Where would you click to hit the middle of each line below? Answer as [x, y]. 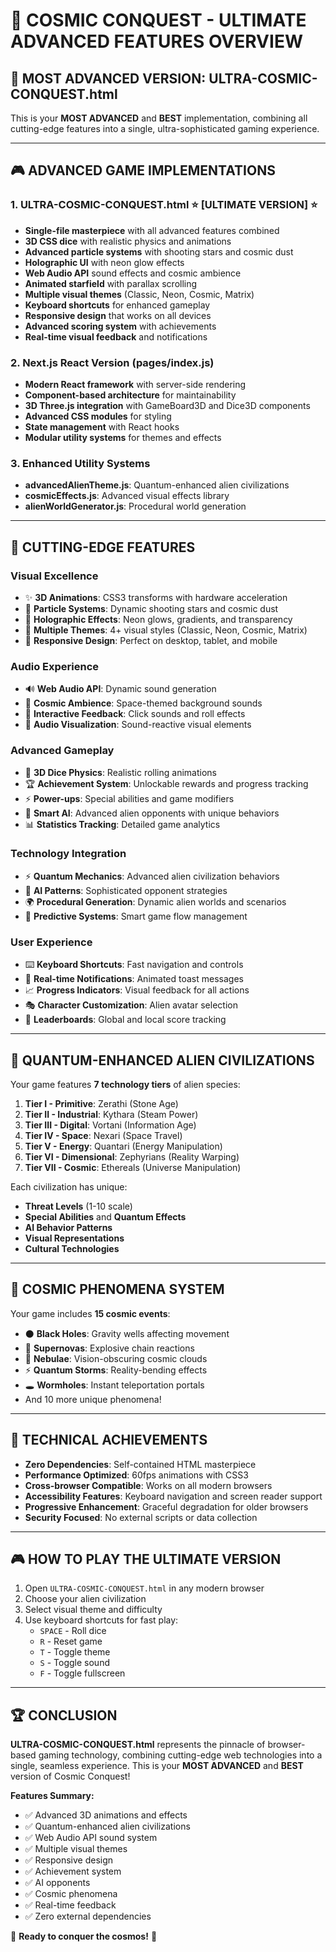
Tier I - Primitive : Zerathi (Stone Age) [101, 1103]
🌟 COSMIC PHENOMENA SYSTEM [117, 1289]
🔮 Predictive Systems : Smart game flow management [136, 916]
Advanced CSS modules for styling [98, 416]
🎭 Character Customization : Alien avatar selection [131, 1005]
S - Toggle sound [74, 1663]
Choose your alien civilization [85, 1599]
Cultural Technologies [72, 1248]
